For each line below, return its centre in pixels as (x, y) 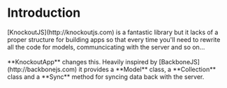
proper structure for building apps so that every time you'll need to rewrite (114, 39)
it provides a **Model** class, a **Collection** (147, 69)
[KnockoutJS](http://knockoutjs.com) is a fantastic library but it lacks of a (113, 32)
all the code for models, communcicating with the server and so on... (106, 47)
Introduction (44, 13)
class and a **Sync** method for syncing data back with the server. (106, 76)
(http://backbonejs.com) (42, 69)
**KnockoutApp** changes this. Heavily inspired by (82, 61)
